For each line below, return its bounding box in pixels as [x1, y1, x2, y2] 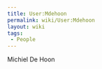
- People [10, 36, 36, 43]
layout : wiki [7, 23, 45, 30]
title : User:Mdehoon [7, 10, 68, 17]
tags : [7, 29, 23, 37]
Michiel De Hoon [7, 55, 55, 63]
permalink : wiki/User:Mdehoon [7, 17, 96, 24]
